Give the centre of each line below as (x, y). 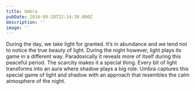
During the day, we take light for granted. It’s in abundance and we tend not (97, 44)
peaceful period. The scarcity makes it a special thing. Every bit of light (92, 63)
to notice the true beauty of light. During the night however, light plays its (94, 51)
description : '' (26, 22)
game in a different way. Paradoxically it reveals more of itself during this (93, 56)
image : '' (18, 28)
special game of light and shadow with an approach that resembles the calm (98, 75)
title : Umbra (22, 11)
